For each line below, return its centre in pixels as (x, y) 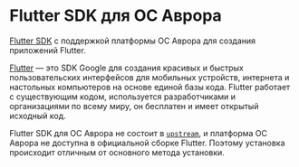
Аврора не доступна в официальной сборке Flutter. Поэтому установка (147, 143)
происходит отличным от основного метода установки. (117, 152)
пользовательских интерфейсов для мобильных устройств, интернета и (149, 77)
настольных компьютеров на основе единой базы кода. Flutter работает (150, 87)
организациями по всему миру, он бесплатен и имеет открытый (134, 106)
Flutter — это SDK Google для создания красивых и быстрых (127, 68)
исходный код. (38, 116)
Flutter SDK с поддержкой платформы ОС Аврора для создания (133, 41)
